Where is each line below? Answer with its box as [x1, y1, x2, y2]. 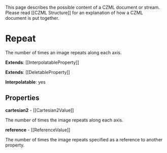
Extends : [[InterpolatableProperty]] [5, 59, 80, 65]
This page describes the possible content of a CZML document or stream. [5, 5, 160, 10]
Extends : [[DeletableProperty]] [5, 69, 70, 75]
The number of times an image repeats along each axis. [5, 49, 122, 55]
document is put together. [5, 15, 59, 21]
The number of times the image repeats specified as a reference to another [5, 136, 163, 142]
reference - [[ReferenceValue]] [5, 127, 71, 133]
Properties [5, 94, 40, 102]
